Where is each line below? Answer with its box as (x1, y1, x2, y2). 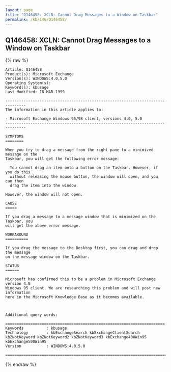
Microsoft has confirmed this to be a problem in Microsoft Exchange (5, 277, 156, 282)
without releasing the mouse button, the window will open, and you (10, 174, 158, 179)
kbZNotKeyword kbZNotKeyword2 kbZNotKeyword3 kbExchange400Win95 (5, 335, 147, 340)
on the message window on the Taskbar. (5, 254, 90, 260)
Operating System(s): (5, 81, 51, 86)
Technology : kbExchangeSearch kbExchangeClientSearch (5, 330, 140, 335)
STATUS (5, 263, 19, 269)
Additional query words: (5, 312, 58, 317)
